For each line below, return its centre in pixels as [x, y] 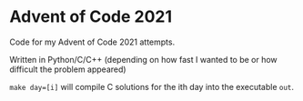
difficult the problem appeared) [68, 69]
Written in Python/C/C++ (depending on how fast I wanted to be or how [143, 59]
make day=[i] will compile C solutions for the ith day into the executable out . [151, 86]
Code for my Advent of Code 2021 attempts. [92, 42]
